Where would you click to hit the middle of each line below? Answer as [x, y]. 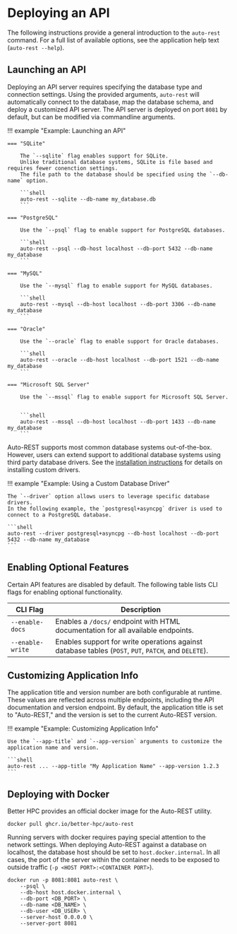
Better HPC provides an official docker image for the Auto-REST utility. [110, 811]
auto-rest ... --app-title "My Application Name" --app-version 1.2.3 [113, 767]
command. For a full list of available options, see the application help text [114, 40]
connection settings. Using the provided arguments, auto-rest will [103, 94]
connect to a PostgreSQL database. [60, 515]
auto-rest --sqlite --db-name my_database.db [88, 199]
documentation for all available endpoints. [124, 630]
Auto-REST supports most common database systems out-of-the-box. [110, 447]
